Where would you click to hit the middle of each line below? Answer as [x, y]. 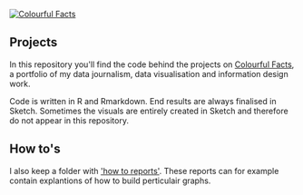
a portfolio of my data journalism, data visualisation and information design [149, 73]
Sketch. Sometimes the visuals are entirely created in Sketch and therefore [149, 111]
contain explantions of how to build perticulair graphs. [110, 180]
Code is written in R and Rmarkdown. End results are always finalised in [143, 101]
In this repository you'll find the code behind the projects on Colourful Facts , [152, 64]
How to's [35, 149]
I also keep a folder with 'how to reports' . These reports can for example [144, 171]
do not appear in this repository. [69, 120]
